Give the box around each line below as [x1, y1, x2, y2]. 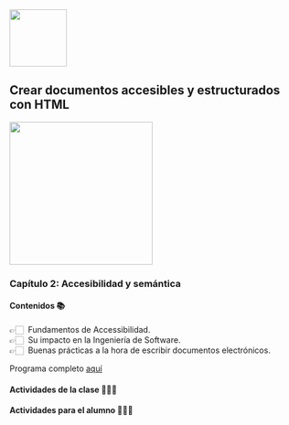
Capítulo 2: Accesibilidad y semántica [9, 277, 181, 290]
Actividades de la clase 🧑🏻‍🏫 [9, 384, 117, 395]
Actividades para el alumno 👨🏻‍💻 [9, 405, 134, 416]
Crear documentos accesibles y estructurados [9, 82, 281, 99]
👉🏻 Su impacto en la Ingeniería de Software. [9, 334, 181, 345]
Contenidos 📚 [9, 301, 66, 312]
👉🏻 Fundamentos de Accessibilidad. [9, 324, 151, 335]
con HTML [9, 97, 70, 112]
